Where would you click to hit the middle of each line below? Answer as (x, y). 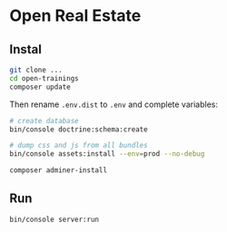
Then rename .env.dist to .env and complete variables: (113, 104)
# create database (44, 121)
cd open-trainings (44, 78)
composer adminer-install (58, 170)
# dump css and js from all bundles (79, 146)
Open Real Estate (75, 16)
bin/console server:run (54, 219)
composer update (40, 87)
